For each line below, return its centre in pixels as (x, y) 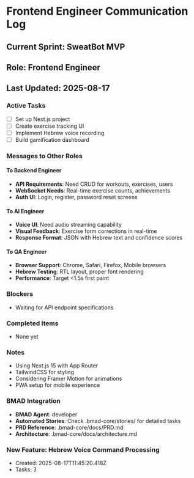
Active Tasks (26, 106)
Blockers (20, 294)
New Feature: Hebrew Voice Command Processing (83, 449)
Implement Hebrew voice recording (60, 133)
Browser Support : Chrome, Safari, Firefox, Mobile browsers (91, 265)
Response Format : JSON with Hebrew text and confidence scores (99, 238)
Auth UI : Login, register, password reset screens (76, 197)
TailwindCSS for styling (45, 372)
